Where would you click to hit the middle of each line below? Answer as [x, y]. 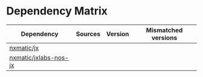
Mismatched [164, 30]
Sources [88, 34]
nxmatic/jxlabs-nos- [39, 57]
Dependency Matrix [57, 11]
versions [164, 37]
